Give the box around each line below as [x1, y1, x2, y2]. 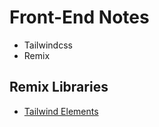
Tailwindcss [23, 39, 73, 51]
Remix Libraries [9, 79, 109, 96]
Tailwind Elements [23, 105, 99, 117]
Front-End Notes [9, 6, 150, 29]
